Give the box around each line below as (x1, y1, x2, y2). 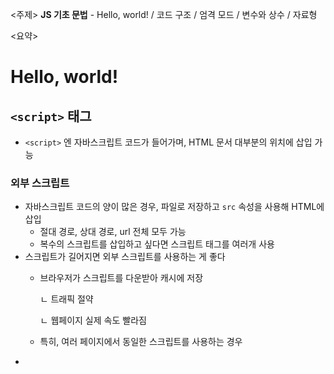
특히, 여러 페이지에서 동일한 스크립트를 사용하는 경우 (39, 336, 243, 348)
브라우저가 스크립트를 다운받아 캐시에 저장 (39, 272, 204, 284)
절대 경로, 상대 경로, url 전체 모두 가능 (39, 226, 187, 238)
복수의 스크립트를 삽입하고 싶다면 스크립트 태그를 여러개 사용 (39, 238, 275, 250)
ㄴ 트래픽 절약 (39, 293, 94, 305)
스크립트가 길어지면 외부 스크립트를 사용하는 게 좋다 (24, 251, 226, 263)
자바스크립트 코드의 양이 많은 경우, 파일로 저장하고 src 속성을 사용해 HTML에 (24, 201, 325, 213)
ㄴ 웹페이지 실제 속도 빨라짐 (39, 314, 147, 327)
